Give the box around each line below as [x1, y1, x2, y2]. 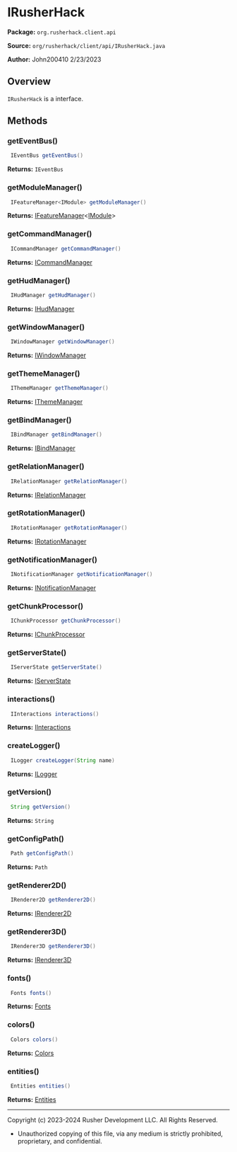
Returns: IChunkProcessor [7, 630, 85, 639]
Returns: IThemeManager [7, 398, 83, 406]
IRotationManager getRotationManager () [10, 524, 128, 531]
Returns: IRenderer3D [7, 956, 72, 964]
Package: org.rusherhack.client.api [7, 28, 116, 36]
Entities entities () [10, 1082, 71, 1090]
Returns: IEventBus [7, 165, 63, 173]
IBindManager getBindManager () [10, 431, 102, 439]
